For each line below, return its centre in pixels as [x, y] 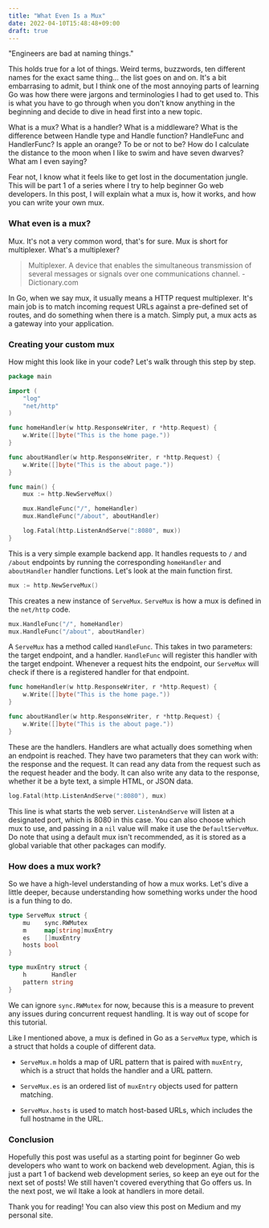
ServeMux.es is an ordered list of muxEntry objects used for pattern [129, 1086]
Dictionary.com [53, 282]
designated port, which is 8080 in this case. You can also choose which [127, 820]
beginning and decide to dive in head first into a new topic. [106, 112]
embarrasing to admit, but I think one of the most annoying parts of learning [134, 86]
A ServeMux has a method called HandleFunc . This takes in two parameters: [130, 647]
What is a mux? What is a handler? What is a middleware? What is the [123, 127]
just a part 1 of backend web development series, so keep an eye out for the [134, 1173]
